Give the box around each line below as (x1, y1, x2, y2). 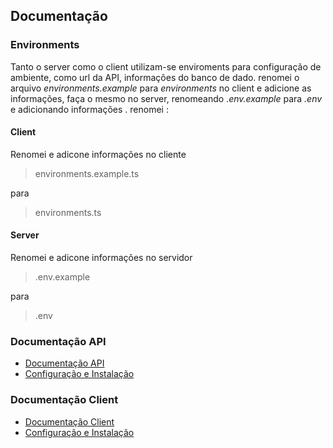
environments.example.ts (34, 167, 140, 179)
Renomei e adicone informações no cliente (10, 148, 187, 160)
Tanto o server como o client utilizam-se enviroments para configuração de (10, 60, 322, 73)
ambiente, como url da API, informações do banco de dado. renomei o (10, 71, 300, 83)
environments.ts (34, 206, 102, 218)
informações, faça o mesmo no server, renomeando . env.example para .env (10, 92, 323, 104)
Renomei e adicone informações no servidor (10, 252, 193, 264)
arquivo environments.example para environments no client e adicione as (10, 82, 312, 94)
